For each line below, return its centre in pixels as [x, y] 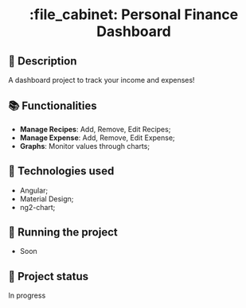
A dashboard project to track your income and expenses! [102, 80]
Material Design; [47, 199]
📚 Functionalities [53, 106]
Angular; [34, 190]
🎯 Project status [49, 276]
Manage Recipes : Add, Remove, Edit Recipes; [95, 129]
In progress [27, 295]
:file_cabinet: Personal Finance [134, 15]
